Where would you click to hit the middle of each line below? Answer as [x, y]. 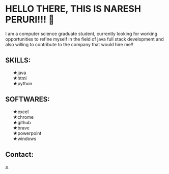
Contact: [20, 154]
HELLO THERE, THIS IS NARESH [73, 9]
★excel [21, 112]
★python [22, 83]
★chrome [23, 117]
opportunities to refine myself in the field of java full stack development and [84, 39]
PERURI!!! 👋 [30, 20]
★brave [21, 128]
